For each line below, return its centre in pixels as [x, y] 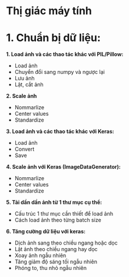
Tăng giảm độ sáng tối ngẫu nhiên [56, 262]
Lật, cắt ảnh [29, 84]
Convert [24, 149]
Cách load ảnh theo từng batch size [58, 220]
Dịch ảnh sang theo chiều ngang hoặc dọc [66, 243]
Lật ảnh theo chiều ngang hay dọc [56, 249]
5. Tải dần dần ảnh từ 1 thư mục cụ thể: [54, 203]
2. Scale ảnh [21, 96]
